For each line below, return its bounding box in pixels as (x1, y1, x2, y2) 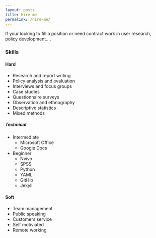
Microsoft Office (20, 139, 54, 146)
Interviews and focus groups (12, 83, 72, 89)
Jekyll (20, 182, 33, 188)
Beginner (12, 150, 32, 157)
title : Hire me (5, 12, 37, 17)
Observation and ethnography (12, 99, 75, 105)
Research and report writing (12, 72, 71, 78)
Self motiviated (12, 221, 44, 227)
